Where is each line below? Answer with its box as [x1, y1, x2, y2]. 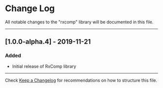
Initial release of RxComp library [12, 63, 77, 69]
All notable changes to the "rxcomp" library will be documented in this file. [5, 19, 154, 25]
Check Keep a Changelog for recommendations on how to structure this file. [5, 77, 158, 83]
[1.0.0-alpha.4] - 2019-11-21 [5, 37, 91, 46]
